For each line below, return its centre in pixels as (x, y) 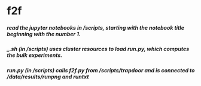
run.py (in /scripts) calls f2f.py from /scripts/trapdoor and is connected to (101, 70)
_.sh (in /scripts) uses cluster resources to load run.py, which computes (98, 49)
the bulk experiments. (35, 55)
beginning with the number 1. (44, 34)
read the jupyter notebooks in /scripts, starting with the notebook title (96, 27)
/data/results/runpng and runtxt (48, 77)
